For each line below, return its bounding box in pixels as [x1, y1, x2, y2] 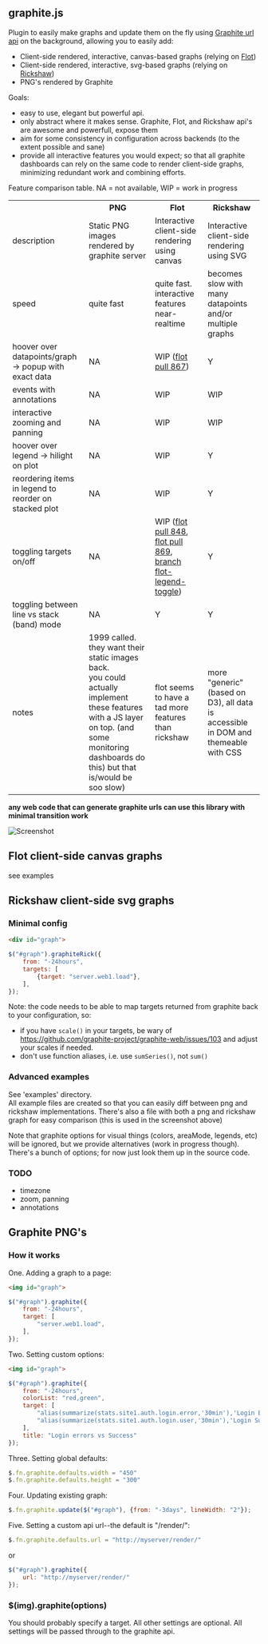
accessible [207, 716, 249, 728]
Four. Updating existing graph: [8, 1490, 108, 1500]
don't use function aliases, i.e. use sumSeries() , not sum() [19, 1051, 209, 1061]
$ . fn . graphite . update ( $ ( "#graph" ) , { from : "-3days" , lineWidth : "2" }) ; [8, 1506, 252, 1514]
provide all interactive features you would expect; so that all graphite [19, 150, 246, 160]
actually [89, 681, 118, 692]
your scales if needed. [19, 1043, 93, 1052]
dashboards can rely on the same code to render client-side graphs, [19, 159, 245, 169]
